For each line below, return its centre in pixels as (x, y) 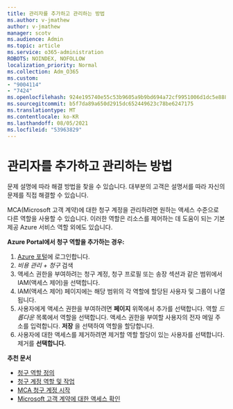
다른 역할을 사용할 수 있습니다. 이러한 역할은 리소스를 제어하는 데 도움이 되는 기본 (116, 218)
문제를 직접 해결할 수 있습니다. (48, 195)
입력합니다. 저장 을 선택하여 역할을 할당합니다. (92, 326)
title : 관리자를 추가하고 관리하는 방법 (56, 14)
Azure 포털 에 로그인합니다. (53, 256)
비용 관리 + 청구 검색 (45, 266)
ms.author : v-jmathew (38, 20)
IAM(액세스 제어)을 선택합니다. (59, 283)
